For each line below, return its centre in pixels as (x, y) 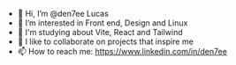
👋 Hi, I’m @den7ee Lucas (63, 14)
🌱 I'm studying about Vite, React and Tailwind (100, 32)
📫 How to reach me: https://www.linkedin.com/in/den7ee (122, 51)
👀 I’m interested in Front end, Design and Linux (103, 23)
